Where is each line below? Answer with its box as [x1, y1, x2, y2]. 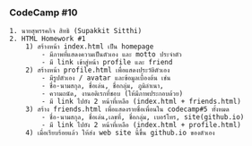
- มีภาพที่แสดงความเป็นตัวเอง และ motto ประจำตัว [41, 50, 182, 59]
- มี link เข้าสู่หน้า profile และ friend [41, 58, 173, 67]
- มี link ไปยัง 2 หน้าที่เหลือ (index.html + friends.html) [41, 97, 242, 107]
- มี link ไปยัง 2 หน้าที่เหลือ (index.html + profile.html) [41, 121, 242, 130]
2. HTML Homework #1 [9, 34, 87, 44]
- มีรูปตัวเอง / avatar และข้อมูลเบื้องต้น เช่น [41, 73, 171, 82]
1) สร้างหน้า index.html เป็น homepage [25, 42, 154, 51]
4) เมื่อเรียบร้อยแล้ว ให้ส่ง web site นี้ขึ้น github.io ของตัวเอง [25, 128, 215, 138]
